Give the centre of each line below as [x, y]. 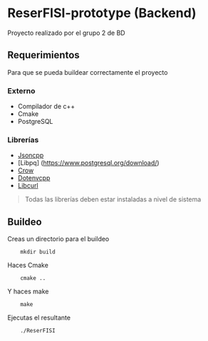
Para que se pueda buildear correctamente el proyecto [88, 72]
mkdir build [38, 252]
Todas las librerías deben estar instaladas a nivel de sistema [113, 199]
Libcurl [28, 186]
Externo [21, 90]
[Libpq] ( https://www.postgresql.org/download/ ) [88, 163]
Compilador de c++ [46, 106]
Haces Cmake [28, 266]
